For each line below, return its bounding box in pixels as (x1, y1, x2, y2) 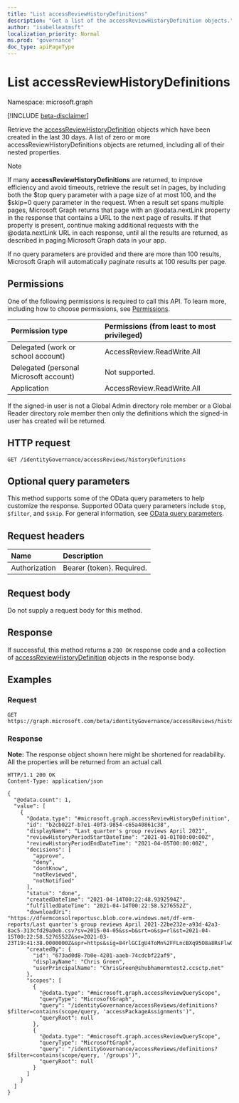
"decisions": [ (26, 846, 72, 853)
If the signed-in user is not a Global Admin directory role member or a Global (7, 401, 232, 410)
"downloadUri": (26, 908, 72, 915)
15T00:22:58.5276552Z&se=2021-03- (7, 933, 110, 940)
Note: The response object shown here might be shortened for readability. (7, 750, 225, 759)
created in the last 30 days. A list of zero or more (7, 132, 151, 141)
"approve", (33, 852, 65, 860)
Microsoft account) (11, 371, 75, 381)
